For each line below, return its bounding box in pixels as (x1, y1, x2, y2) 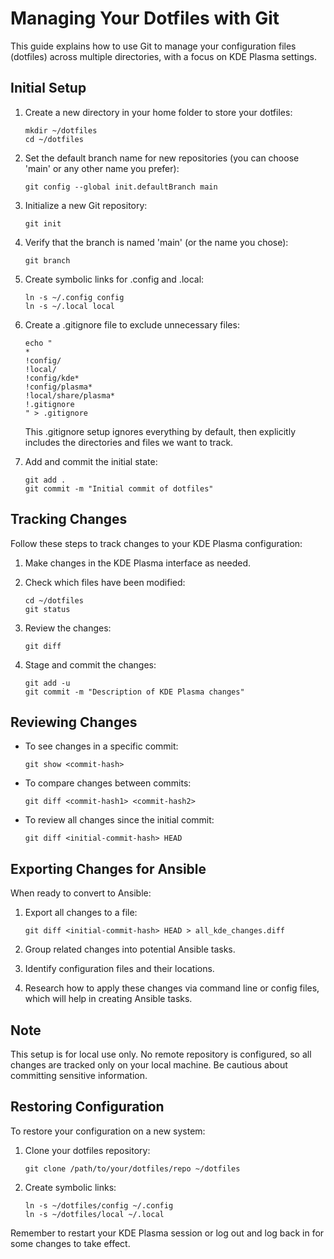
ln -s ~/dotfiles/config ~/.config (24, 1200, 174, 1211)
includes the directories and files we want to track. (24, 436, 234, 448)
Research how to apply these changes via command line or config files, (24, 982, 320, 994)
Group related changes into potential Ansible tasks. (24, 943, 236, 956)
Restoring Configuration (10, 1098, 165, 1116)
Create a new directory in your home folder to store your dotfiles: (24, 106, 293, 118)
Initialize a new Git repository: (24, 199, 148, 211)
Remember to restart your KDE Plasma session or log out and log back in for (10, 1227, 325, 1239)
